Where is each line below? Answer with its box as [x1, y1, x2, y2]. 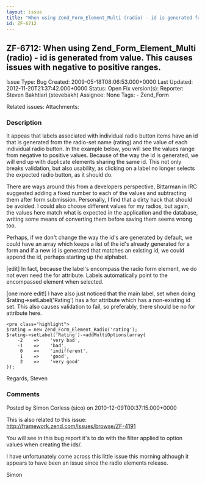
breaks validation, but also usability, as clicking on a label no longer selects [6, 164, 195, 172]
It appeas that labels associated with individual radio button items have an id [6, 132, 198, 139]
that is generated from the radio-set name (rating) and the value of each [6, 139, 188, 146]
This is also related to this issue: [6, 416, 87, 423]
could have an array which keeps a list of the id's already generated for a [6, 240, 190, 248]
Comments [6, 390, 40, 399]
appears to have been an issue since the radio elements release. [6, 459, 168, 466]
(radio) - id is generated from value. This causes [6, 53, 193, 63]
